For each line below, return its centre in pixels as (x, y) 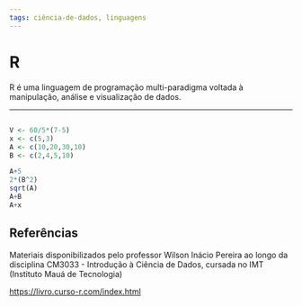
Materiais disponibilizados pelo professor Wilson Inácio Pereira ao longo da (149, 255)
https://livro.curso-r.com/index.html (75, 291)
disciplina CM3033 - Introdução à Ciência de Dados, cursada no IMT (137, 264)
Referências (44, 234)
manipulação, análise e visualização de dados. (95, 96)
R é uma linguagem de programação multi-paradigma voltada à (127, 87)
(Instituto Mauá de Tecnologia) (66, 274)
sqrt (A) (24, 189)
